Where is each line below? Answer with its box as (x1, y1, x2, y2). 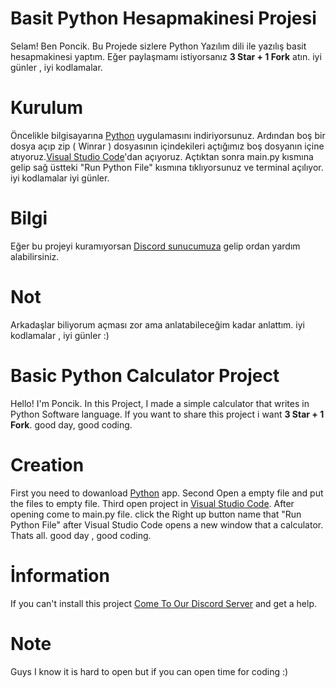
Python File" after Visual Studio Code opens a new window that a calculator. (10, 518, 324, 531)
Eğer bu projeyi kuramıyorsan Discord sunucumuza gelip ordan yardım (10, 240, 301, 252)
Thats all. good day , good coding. (10, 529, 152, 541)
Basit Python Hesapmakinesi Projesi (10, 7, 317, 30)
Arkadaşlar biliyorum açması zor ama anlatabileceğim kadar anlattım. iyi (10, 318, 305, 331)
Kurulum (10, 97, 84, 119)
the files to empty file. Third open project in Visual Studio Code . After (10, 497, 295, 509)
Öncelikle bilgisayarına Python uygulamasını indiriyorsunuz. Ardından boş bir (10, 129, 326, 141)
